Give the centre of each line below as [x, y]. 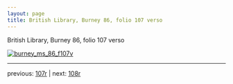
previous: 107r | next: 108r [44, 73]
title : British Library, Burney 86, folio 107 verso [85, 20]
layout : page [26, 14]
